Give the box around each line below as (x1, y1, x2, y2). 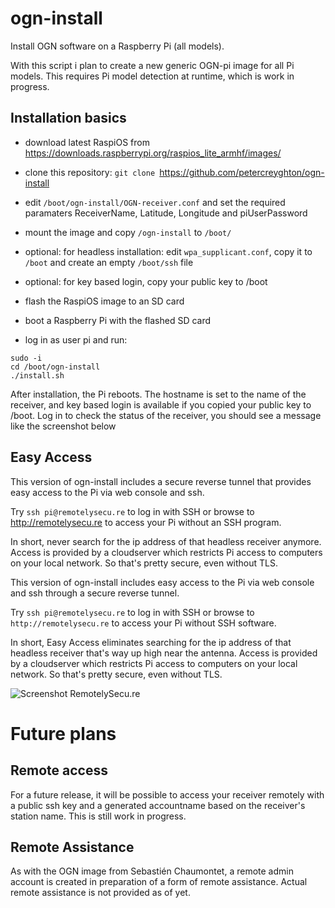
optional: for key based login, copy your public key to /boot (24, 275, 268, 287)
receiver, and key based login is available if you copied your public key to (10, 398, 312, 411)
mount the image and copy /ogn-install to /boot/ (24, 226, 232, 238)
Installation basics (10, 110, 127, 127)
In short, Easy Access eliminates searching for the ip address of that (10, 636, 292, 648)
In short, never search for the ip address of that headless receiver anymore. (10, 535, 322, 547)
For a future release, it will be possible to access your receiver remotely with (10, 788, 325, 801)
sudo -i (10, 353, 43, 363)
